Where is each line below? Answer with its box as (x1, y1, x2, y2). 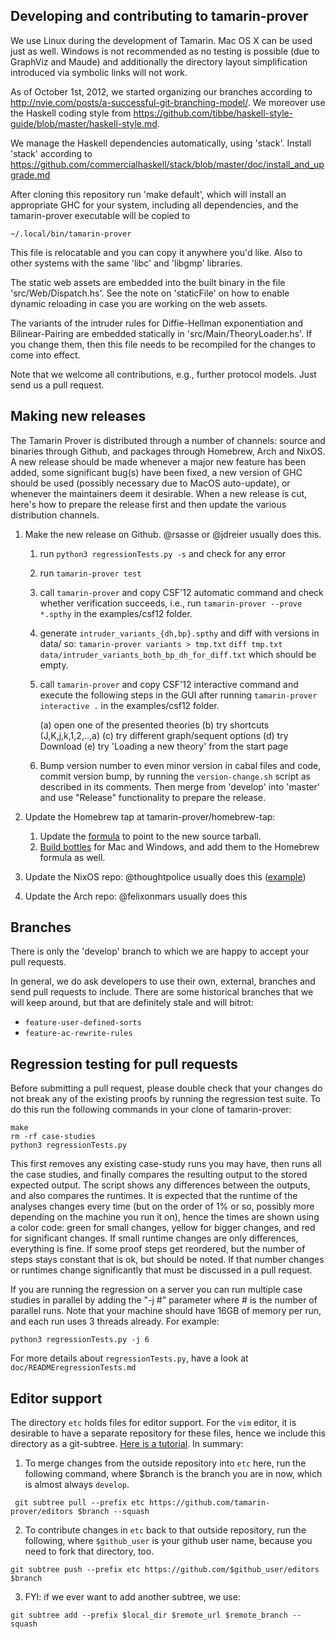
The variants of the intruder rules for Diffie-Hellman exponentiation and (10, 317, 304, 329)
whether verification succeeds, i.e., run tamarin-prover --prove (39, 597, 303, 609)
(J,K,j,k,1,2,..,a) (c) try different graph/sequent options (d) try (39, 729, 289, 741)
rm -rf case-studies (10, 1132, 97, 1142)
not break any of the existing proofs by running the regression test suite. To (10, 1093, 321, 1105)
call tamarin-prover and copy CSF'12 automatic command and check (39, 586, 324, 598)
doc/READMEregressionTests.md (10, 1363, 137, 1373)
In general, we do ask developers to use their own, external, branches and (10, 975, 316, 988)
